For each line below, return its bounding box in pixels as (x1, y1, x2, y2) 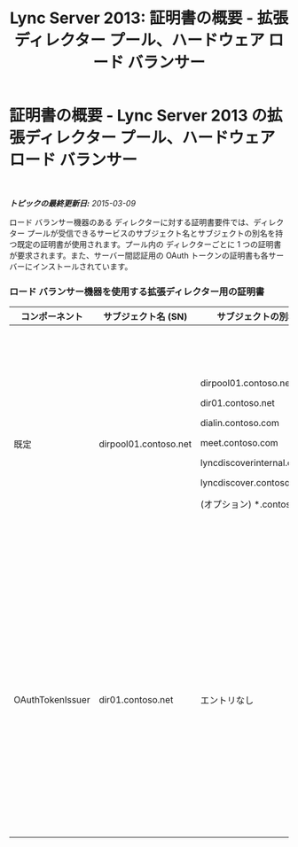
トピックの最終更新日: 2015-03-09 (9, 198, 136, 208)
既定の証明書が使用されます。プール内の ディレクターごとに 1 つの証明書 (16, 238, 282, 249)
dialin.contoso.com (200, 417, 279, 430)
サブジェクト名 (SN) (103, 311, 188, 323)
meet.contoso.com (200, 437, 278, 449)
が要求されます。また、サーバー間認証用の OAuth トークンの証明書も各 (9, 250, 269, 260)
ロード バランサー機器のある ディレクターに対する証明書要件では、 (9, 216, 255, 227)
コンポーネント (20, 311, 83, 323)
